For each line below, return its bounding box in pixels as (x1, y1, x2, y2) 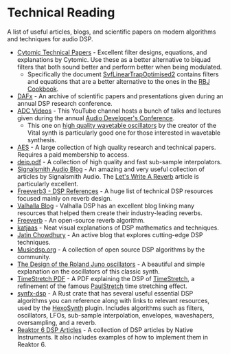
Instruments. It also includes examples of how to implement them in (16, 333, 208, 341)
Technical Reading (7, 5, 115, 21)
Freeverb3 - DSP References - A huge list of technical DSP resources (16, 187, 214, 195)
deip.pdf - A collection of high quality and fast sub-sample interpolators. (16, 157, 222, 166)
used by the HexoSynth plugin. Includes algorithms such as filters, (16, 304, 205, 312)
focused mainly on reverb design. (16, 194, 113, 202)
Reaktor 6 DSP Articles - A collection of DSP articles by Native (16, 325, 194, 334)
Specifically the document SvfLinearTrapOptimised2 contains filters (27, 70, 219, 78)
